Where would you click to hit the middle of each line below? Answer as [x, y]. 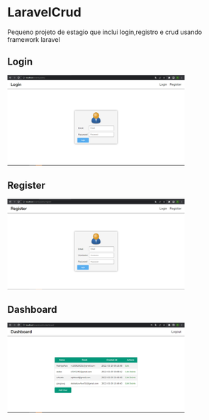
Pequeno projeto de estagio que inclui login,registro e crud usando [105, 32]
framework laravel [34, 39]
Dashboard [32, 309]
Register [27, 186]
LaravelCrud [44, 12]
